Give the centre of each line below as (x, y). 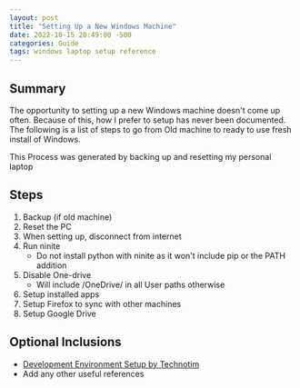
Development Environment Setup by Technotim (111, 363)
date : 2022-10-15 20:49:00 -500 (70, 35)
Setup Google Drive (60, 313)
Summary (38, 89)
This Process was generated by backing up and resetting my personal (140, 156)
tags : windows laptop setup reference (83, 52)
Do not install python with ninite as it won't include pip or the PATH (161, 255)
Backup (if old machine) (67, 217)
